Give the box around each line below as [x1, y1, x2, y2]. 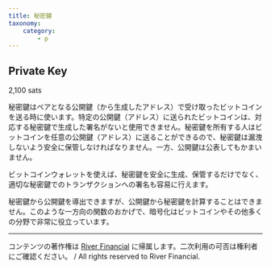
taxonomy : [8, 19, 42, 27]
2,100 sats [8, 85, 42, 95]
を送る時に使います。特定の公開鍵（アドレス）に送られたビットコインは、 [8, 112, 256, 122]
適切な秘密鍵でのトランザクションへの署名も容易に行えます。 [8, 180, 213, 189]
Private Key [8, 64, 68, 77]
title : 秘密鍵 [8, 11, 52, 20]
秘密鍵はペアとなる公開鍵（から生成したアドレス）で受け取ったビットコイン [8, 102, 263, 112]
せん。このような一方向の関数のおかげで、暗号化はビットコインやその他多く [8, 207, 263, 217]
